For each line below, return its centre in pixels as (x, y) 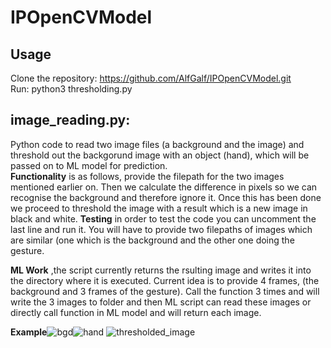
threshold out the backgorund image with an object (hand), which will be (160, 155)
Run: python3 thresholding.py (71, 89)
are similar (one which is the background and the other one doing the (152, 240)
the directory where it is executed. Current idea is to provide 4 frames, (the (165, 280)
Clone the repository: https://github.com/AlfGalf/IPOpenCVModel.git (151, 78)
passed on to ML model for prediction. (89, 165)
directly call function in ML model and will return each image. (136, 312)
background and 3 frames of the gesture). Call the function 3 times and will (165, 291)
